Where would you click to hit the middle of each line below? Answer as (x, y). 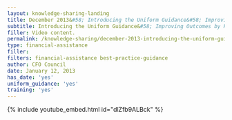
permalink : (23, 39)
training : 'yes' (30, 90)
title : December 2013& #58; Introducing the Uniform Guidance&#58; (105, 20)
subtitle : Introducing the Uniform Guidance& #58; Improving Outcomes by (114, 26)
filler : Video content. (41, 33)
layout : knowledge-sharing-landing (58, 13)
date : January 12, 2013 (41, 71)
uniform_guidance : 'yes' (43, 84)
